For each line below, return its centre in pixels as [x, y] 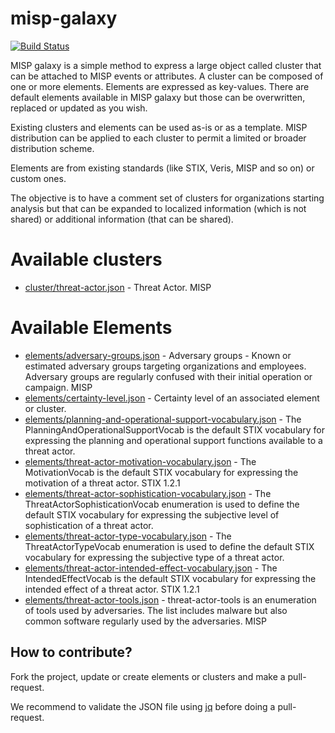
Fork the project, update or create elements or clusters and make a [148, 676]
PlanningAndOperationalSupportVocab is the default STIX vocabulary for [174, 429]
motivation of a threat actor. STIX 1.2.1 [102, 483]
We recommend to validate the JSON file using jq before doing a [143, 706]
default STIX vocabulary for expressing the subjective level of [152, 514]
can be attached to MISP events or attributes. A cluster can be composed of [167, 76]
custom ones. [38, 178]
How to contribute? [71, 652]
